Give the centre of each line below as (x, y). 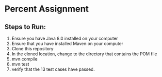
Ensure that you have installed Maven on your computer (67, 44)
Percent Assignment (47, 9)
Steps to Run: (25, 27)
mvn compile (24, 59)
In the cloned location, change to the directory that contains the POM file (84, 54)
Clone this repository (32, 49)
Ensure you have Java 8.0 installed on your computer (65, 38)
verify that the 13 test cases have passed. (53, 69)
